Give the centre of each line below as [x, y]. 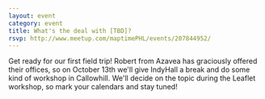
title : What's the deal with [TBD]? [70, 31]
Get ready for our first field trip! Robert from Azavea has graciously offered [133, 61]
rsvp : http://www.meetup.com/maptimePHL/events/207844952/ [110, 38]
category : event [36, 23]
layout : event [32, 16]
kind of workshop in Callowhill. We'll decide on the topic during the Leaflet [132, 78]
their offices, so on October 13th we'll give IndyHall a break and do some [129, 70]
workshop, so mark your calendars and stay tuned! [93, 87]
